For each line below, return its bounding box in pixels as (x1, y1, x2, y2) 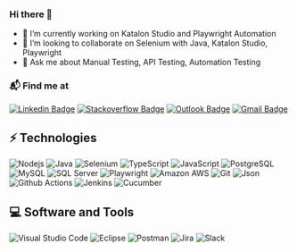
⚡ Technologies (9, 130, 97, 146)
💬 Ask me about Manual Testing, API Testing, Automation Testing (21, 57, 261, 68)
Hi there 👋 (9, 8, 54, 21)
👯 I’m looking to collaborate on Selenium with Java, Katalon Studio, (21, 38, 268, 48)
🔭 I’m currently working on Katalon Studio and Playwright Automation (21, 29, 276, 39)
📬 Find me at (9, 80, 70, 92)
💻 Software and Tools (9, 205, 135, 220)
